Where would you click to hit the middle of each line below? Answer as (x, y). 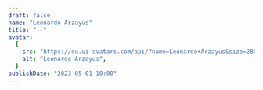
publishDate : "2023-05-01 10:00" (63, 74)
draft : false (29, 15)
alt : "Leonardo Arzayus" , (65, 59)
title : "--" (27, 30)
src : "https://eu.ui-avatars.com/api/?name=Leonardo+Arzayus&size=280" (141, 52)
